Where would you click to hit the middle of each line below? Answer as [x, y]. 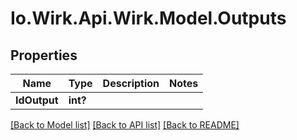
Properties [44, 55]
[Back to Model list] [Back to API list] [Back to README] [125, 125]
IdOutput [37, 100]
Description [131, 83]
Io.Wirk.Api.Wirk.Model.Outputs [148, 18]
